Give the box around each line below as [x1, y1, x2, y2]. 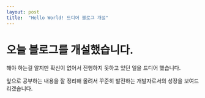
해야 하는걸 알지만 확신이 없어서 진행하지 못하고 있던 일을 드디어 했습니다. [6, 64, 181, 72]
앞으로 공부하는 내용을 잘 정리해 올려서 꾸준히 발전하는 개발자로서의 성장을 [6, 77, 183, 85]
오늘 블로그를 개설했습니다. [6, 43, 133, 57]
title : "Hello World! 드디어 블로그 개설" [6, 15, 109, 21]
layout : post [6, 9, 40, 15]
